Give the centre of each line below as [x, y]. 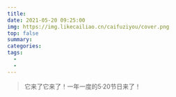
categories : [24, 46]
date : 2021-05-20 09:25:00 [46, 20]
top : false [23, 33]
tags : [15, 53]
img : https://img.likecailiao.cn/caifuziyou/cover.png [88, 27]
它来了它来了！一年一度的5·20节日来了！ [82, 86]
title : [17, 14]
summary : [20, 40]
